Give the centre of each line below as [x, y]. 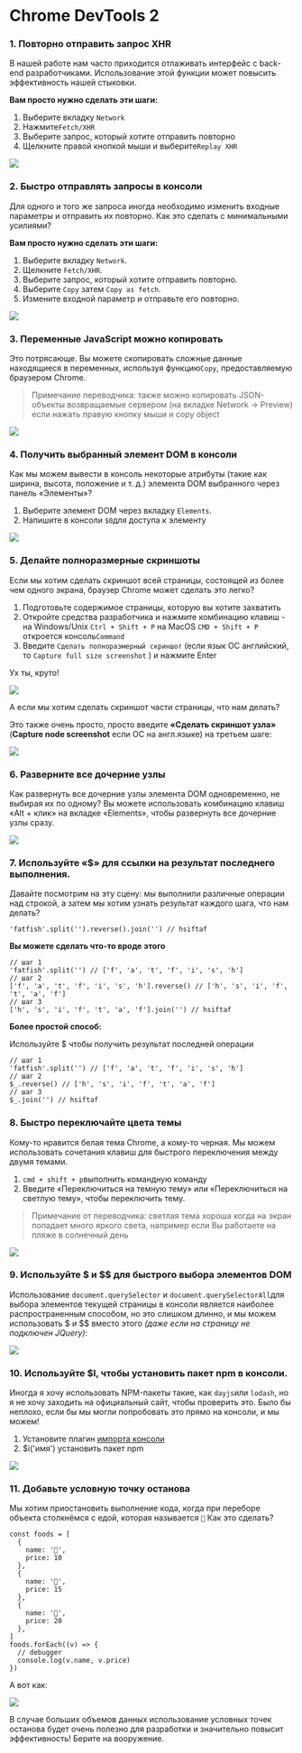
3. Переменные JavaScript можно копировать [116, 339]
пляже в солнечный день [80, 1235]
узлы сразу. [32, 822]
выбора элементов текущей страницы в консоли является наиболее [142, 1304]
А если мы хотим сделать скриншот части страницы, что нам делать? [145, 707]
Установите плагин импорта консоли [93, 1439]
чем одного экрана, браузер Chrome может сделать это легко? [132, 589]
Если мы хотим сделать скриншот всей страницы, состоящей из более [146, 580]
